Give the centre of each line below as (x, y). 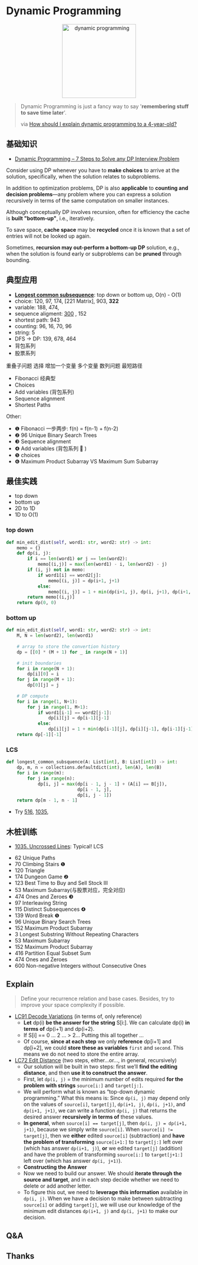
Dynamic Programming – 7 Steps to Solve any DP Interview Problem (97, 158)
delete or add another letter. (57, 1186)
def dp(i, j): (34, 553)
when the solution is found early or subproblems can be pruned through (94, 254)
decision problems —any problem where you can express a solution (89, 194)
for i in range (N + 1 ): (46, 669)
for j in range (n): (51, 779)
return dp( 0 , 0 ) (37, 603)
